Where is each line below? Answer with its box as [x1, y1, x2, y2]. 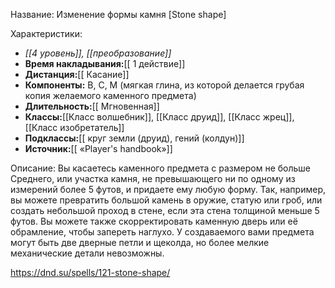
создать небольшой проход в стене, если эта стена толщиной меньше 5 [10, 205, 320, 216]
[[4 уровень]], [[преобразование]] [24, 47, 172, 59]
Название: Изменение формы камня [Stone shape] [10, 9, 227, 20]
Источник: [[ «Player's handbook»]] [24, 143, 173, 154]
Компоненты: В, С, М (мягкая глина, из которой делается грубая [24, 79, 305, 91]
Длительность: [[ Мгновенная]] [24, 100, 160, 112]
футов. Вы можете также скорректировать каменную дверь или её [10, 215, 298, 227]
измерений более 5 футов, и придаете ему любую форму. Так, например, [10, 184, 326, 195]
